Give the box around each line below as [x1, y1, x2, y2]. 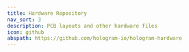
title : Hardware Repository [7, 9, 88, 17]
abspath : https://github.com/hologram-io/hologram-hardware [7, 35, 183, 42]
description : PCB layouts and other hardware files [7, 22, 157, 29]
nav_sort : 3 [7, 16, 41, 23]
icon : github [7, 28, 45, 36]
